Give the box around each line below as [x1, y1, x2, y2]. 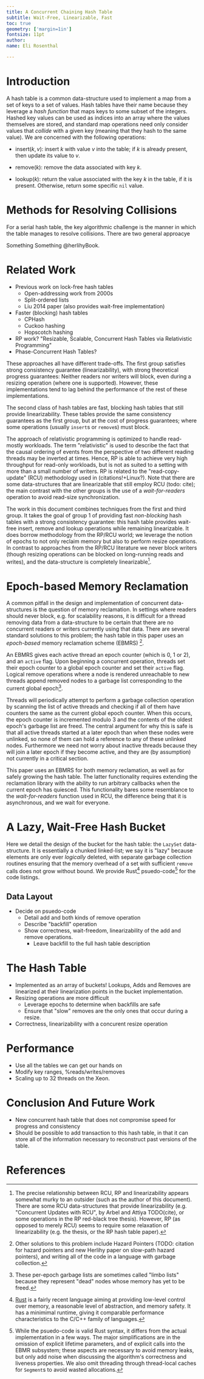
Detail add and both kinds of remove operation [24, 914, 141, 921]
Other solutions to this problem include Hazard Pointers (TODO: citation [15, 1239, 194, 1247]
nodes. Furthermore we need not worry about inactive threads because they [6, 742, 197, 749]
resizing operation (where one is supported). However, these [6, 379, 158, 386]
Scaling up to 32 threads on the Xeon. [15, 1074, 110, 1082]
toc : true [6, 20, 32, 26]
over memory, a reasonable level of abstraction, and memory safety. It [15, 1302, 191, 1310]
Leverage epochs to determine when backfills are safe [24, 1001, 161, 1008]
